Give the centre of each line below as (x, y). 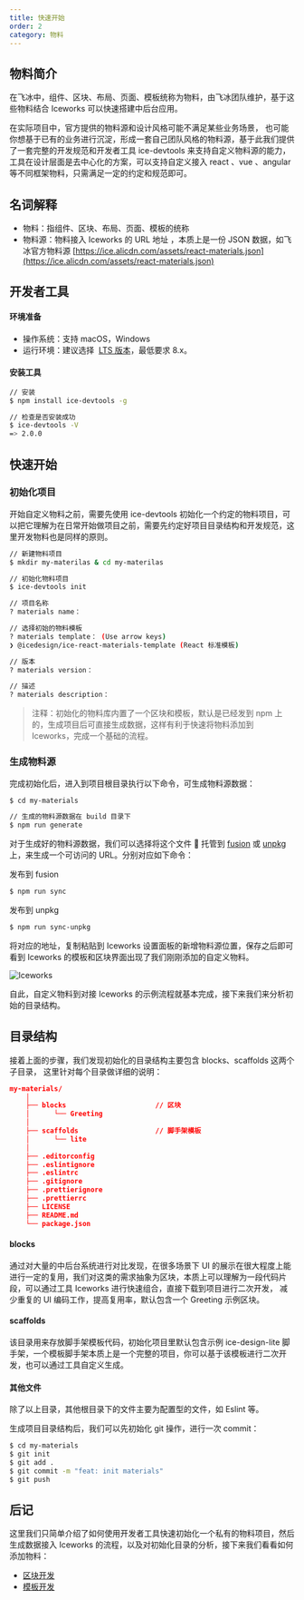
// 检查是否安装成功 (43, 417)
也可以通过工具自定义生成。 (76, 1365)
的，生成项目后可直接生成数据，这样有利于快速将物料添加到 (142, 725)
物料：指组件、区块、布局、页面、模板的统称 (106, 228)
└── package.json (58, 1223)
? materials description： (60, 695)
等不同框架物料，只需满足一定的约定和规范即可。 (100, 173)
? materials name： (45, 612)
